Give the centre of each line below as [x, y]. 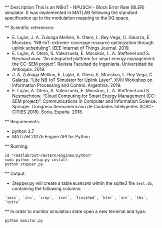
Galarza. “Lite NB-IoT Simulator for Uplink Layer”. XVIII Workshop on [82, 80]
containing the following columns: [47, 188]
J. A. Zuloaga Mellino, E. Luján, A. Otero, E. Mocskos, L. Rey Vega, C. [83, 74]
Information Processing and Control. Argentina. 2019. [66, 85]
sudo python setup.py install [36, 160]
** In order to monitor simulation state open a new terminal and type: [75, 211]
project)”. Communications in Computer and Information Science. [90, 101]
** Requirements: [22, 122]
